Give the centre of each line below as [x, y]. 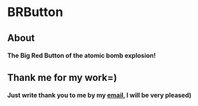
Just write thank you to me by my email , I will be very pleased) [99, 96]
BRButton [35, 12]
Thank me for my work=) [62, 77]
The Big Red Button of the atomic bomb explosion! [82, 56]
